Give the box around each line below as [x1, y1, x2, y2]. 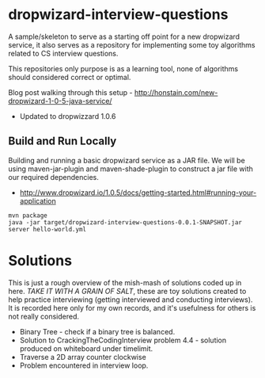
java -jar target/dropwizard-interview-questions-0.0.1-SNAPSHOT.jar [8, 218, 243, 227]
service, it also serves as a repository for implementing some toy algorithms [8, 40, 256, 49]
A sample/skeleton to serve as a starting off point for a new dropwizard [8, 32, 240, 41]
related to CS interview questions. [8, 48, 119, 58]
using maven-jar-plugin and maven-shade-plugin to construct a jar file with [8, 164, 253, 174]
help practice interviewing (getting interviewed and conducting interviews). [8, 295, 253, 304]
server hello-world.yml [8, 225, 87, 233]
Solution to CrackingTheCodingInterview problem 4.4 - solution [19, 335, 227, 345]
